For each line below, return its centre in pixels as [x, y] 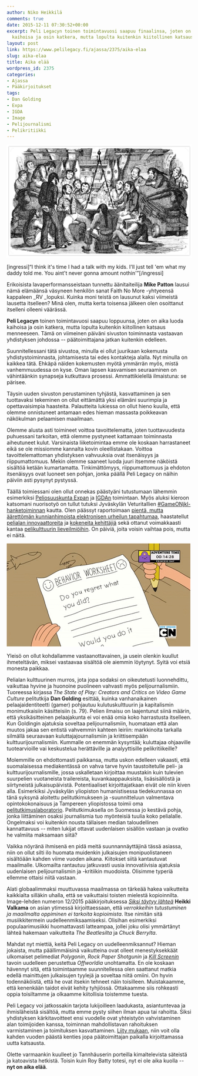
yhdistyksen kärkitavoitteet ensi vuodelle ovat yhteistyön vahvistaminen [94, 1018]
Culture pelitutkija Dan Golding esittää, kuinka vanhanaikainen [82, 698]
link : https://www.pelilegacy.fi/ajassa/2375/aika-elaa [76, 50]
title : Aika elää [28, 62]
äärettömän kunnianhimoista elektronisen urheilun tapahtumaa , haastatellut [98, 516]
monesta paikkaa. [28, 668]
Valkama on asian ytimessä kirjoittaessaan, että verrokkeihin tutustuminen [97, 907]
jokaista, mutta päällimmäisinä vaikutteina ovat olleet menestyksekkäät [92, 950]
